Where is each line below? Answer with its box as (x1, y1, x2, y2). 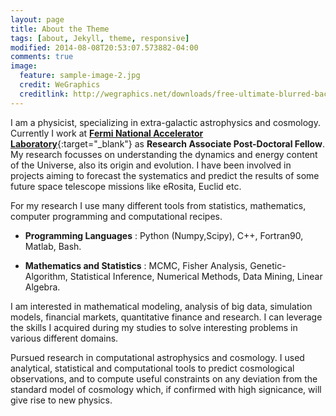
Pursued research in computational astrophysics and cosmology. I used (10, 351, 305, 363)
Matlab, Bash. (24, 240, 82, 252)
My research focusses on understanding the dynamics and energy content (10, 148, 318, 160)
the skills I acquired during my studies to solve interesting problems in (10, 321, 298, 333)
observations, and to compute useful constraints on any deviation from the (10, 372, 318, 385)
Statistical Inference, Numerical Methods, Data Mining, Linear (69, 270, 323, 282)
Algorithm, (24, 270, 68, 282)
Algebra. (24, 281, 61, 293)
